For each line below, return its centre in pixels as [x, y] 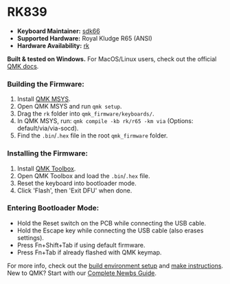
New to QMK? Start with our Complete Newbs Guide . [82, 273]
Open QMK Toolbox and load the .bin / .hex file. [83, 175]
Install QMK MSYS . [44, 99]
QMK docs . [23, 66]
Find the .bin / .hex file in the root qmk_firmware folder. [92, 135]
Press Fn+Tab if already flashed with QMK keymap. [89, 252]
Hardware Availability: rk [53, 45]
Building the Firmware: [46, 84]
